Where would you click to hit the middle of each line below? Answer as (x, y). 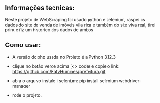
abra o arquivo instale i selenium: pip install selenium (65, 81)
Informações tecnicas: (40, 8)
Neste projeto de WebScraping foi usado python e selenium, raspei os (75, 19)
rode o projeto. (27, 95)
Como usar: (23, 45)
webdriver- (130, 81)
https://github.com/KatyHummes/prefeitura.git (59, 71)
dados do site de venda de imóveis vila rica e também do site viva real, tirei (80, 25)
